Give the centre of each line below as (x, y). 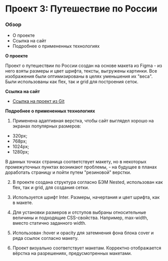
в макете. (23, 203)
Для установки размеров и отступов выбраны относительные (79, 213)
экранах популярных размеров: (47, 126)
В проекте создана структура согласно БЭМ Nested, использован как (88, 182)
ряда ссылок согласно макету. (45, 238)
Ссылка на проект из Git (38, 101)
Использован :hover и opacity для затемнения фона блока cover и (83, 233)
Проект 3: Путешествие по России (81, 9)
